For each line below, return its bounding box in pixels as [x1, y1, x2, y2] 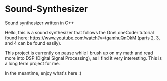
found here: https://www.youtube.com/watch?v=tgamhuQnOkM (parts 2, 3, [5, 35, 160, 41]
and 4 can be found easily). [5, 40, 62, 46]
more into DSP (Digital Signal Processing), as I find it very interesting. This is [5, 55, 162, 61]
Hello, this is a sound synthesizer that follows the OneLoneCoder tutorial [5, 29, 154, 35]
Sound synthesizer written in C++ [5, 20, 74, 26]
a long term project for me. [5, 60, 60, 66]
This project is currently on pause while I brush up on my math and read [5, 50, 153, 56]
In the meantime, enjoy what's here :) [5, 70, 82, 76]
